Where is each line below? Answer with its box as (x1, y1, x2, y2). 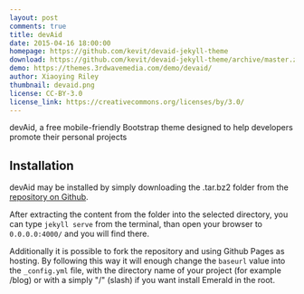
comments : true (9, 22, 67, 31)
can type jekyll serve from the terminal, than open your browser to (9, 219, 263, 230)
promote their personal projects (9, 132, 128, 143)
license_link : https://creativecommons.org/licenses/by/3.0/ (9, 97, 245, 107)
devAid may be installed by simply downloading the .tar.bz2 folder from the (9, 182, 290, 193)
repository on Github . (9, 192, 89, 203)
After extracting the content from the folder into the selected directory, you (9, 209, 289, 220)
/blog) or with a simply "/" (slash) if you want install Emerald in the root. (9, 275, 276, 286)
